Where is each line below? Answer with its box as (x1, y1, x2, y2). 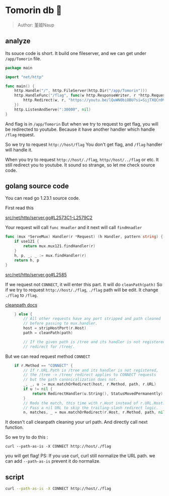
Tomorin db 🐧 (5, 5, 62, 16)
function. (5, 424, 24, 430)
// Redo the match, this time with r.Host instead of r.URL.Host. (23, 401, 165, 406)
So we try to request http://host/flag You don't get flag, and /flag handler (5, 141, 162, 147)
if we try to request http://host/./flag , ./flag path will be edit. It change (5, 287, 158, 293)
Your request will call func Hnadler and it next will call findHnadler (5, 225, 142, 231)
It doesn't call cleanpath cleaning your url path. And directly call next (5, 419, 148, 425)
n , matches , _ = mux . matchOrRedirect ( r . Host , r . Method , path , (23, 410, 156, 415)
